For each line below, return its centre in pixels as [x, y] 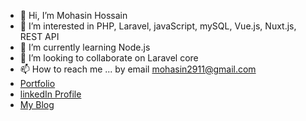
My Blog [37, 104]
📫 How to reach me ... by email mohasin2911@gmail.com [138, 69]
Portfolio [37, 83]
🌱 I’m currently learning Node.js [85, 47]
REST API [39, 36]
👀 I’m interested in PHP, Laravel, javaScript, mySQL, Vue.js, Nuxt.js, [158, 26]
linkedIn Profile [50, 94]
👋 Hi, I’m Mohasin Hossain [73, 15]
